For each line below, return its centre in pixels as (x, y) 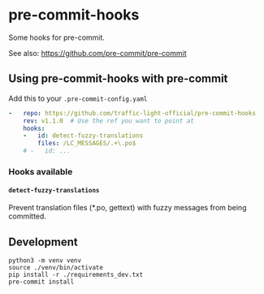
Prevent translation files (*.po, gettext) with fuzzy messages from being (128, 208)
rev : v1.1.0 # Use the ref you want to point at (109, 121)
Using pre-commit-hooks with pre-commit (118, 79)
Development (43, 242)
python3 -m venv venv (45, 260)
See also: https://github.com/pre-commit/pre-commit (97, 53)
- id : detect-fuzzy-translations (83, 136)
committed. (28, 216)
